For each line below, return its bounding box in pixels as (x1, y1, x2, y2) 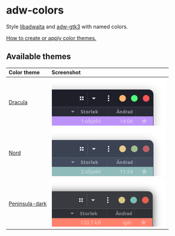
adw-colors (6, 4, 64, 17)
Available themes (6, 51, 71, 62)
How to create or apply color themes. (6, 34, 97, 41)
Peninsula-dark (8, 200, 47, 207)
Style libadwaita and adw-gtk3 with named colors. (6, 23, 128, 30)
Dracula (8, 99, 28, 106)
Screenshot (51, 69, 81, 76)
